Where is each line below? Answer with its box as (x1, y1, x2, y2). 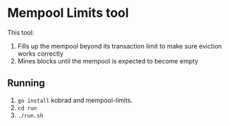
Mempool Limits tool (7, 5, 129, 21)
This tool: (7, 28, 35, 37)
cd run (17, 104, 37, 112)
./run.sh (17, 112, 44, 119)
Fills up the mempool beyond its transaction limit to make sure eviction (17, 42, 222, 50)
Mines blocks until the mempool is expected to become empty (17, 56, 199, 65)
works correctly (17, 49, 63, 58)
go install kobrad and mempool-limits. (17, 96, 133, 104)
